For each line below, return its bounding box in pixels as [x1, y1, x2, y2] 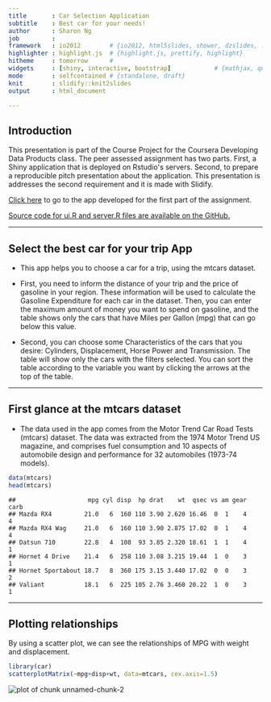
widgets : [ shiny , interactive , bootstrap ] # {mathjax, [8, 65, 254, 73]
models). [19, 458, 50, 468]
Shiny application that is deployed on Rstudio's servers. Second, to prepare [8, 162, 259, 172]
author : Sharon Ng [8, 27, 92, 35]
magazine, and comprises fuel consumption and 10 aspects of [19, 441, 227, 450]
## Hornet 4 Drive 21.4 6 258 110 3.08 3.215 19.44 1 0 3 [8, 552, 248, 561]
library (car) [8, 662, 52, 671]
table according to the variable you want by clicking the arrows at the [19, 363, 251, 372]
